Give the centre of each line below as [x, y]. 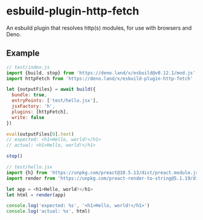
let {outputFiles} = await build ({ [51, 89]
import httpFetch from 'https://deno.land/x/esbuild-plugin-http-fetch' [100, 79]
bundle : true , [29, 95]
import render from [31, 178]
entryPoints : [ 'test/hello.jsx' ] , [55, 101]
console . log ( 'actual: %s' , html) [48, 212]
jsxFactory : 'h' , [34, 106]
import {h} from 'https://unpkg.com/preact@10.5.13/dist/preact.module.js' [104, 173]
